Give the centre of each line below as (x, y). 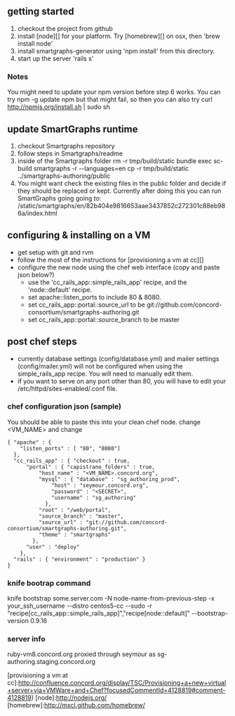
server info (26, 639)
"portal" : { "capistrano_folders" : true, (90, 467)
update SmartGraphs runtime (73, 129)
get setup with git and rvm (55, 252)
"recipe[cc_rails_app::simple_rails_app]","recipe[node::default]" (99, 613)
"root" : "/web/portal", (75, 510)
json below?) (36, 274)
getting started (41, 12)
